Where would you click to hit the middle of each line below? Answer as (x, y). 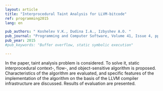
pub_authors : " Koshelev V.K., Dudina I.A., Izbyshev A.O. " (68, 32)
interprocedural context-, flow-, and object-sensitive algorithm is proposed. (81, 68)
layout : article (21, 9)
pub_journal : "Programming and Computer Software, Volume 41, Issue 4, (79, 36)
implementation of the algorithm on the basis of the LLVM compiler (72, 78)
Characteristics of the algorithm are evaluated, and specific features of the (80, 73)
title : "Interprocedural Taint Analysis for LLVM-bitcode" (66, 14)
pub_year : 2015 (20, 41)
